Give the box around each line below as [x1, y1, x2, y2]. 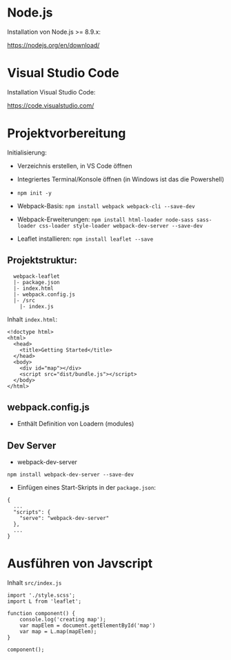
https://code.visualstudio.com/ [7, 101, 94, 110]
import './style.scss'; [7, 592, 76, 599]
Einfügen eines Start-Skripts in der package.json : [17, 483, 157, 492]
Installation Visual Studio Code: [7, 88, 96, 96]
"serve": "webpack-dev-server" [19, 515, 110, 522]
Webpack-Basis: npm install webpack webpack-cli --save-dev [17, 201, 195, 210]
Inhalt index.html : [7, 315, 57, 323]
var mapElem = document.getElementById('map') [19, 622, 156, 629]
